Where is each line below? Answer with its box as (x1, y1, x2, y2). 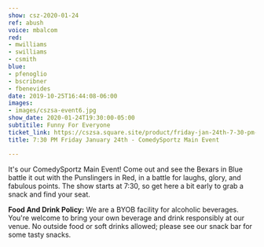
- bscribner (8, 77, 47, 85)
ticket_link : (8, 128, 51, 136)
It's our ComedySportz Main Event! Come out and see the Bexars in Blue (8, 164, 244, 174)
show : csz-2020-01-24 (8, 11, 79, 20)
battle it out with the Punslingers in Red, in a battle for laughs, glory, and (8, 172, 241, 182)
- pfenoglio (8, 70, 47, 78)
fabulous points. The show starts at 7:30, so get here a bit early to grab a (8, 181, 244, 190)
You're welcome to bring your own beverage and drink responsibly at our (8, 213, 245, 223)
